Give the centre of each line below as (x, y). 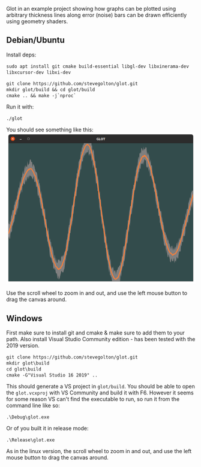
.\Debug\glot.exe (28, 417)
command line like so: (33, 406)
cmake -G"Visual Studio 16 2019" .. (52, 375)
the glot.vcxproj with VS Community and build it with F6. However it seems (100, 393)
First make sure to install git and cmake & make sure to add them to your (95, 333)
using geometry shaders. (37, 21)
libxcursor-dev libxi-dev (38, 72)
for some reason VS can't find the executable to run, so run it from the (93, 399)
